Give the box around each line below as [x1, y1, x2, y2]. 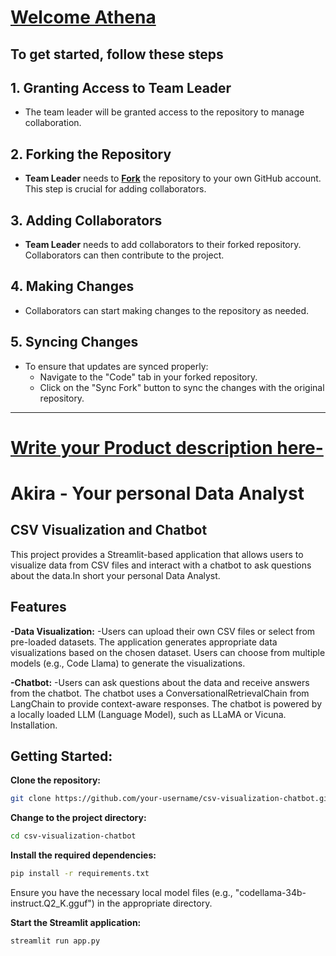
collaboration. [24, 117, 82, 129]
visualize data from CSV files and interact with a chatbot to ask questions [10, 559, 312, 571]
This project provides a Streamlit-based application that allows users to [10, 548, 304, 560]
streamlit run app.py [10, 936, 101, 946]
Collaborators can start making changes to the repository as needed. [24, 304, 310, 316]
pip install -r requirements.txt [10, 869, 150, 879]
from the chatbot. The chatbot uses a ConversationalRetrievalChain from [10, 687, 310, 699]
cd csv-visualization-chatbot [10, 831, 137, 841]
